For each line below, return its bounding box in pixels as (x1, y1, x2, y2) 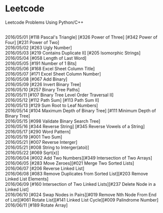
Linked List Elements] (5, 176, 49, 182)
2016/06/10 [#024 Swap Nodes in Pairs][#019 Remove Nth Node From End (5, 191, 157, 198)
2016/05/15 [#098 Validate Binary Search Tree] (5, 118, 100, 124)
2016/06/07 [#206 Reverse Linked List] (5, 165, 85, 171)
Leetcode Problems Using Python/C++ (5, 19, 84, 25)
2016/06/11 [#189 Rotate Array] (5, 202, 68, 208)
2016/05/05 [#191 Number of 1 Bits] (5, 60, 77, 66)
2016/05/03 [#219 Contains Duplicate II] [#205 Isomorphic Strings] (5, 50, 141, 56)
